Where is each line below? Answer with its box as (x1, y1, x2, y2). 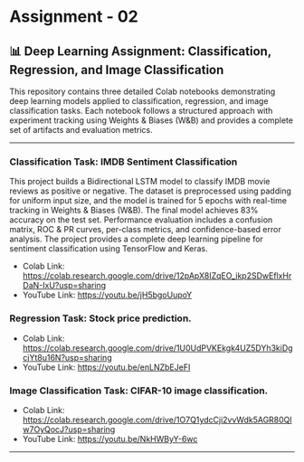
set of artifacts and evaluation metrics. (9, 125, 154, 135)
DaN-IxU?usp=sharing (22, 280, 107, 291)
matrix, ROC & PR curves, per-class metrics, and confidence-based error (9, 224, 282, 235)
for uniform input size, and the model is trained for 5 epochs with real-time (9, 195, 288, 206)
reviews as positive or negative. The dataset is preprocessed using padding (9, 185, 292, 196)
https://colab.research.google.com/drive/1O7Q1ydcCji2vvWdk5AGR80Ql (22, 414, 292, 425)
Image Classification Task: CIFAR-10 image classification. (9, 384, 269, 397)
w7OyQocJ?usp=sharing (22, 423, 116, 435)
